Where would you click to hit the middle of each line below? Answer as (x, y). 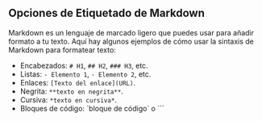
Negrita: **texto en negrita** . (71, 91)
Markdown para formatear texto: (62, 50)
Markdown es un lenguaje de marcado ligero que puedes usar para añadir (131, 32)
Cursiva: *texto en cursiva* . (68, 99)
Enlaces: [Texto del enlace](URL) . (77, 82)
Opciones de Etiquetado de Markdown (107, 13)
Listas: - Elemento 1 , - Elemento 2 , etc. (85, 74)
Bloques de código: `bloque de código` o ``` (92, 108)
